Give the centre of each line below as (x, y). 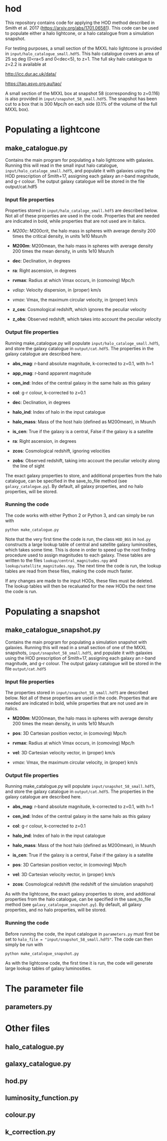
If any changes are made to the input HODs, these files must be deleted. (79, 581)
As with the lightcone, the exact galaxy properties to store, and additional (80, 894)
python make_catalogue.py (32, 530)
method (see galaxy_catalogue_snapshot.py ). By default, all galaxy (74, 905)
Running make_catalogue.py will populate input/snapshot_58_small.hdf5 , (80, 786)
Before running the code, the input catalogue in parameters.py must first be (82, 934)
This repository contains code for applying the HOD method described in (80, 23)
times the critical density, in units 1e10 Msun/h (60, 236)
